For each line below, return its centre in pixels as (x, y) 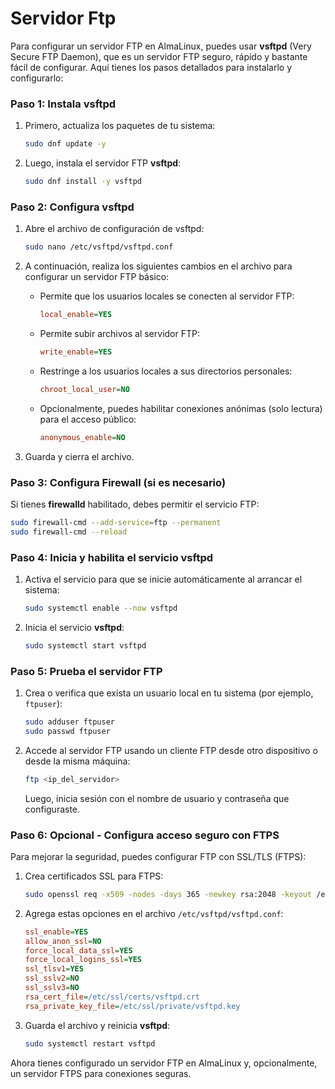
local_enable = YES (76, 315)
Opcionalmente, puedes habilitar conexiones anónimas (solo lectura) (181, 408)
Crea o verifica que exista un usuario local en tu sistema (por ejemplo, (169, 693)
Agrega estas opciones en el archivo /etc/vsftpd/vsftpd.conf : (154, 913)
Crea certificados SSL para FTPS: (94, 876)
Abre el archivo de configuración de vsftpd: (114, 229)
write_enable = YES (76, 352)
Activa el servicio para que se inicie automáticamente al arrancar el (163, 579)
